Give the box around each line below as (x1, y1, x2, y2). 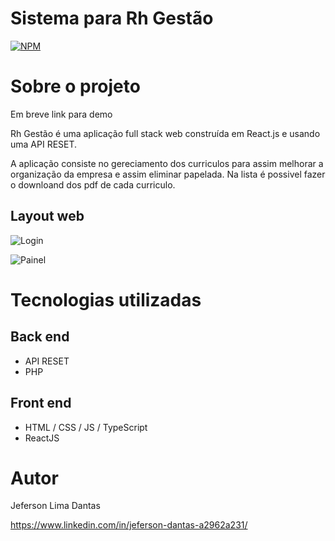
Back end (10, 328, 70, 346)
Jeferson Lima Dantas (10, 500, 101, 512)
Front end (10, 395, 72, 412)
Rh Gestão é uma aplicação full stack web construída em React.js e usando (10, 127, 321, 139)
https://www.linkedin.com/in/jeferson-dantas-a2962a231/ (10, 519, 248, 531)
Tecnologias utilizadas (10, 288, 202, 311)
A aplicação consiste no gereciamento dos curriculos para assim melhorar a (10, 157, 324, 169)
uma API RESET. (10, 138, 78, 150)
